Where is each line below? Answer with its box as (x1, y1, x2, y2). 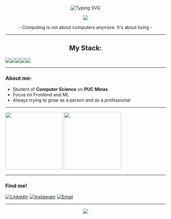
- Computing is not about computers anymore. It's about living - (18, 25, 153, 30)
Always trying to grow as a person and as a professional (12, 97, 131, 103)
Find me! (5, 182, 27, 189)
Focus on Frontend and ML (12, 92, 70, 98)
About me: (5, 75, 32, 82)
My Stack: (69, 44, 102, 53)
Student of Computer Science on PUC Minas (12, 86, 108, 92)
